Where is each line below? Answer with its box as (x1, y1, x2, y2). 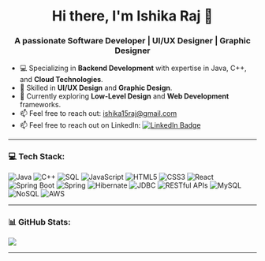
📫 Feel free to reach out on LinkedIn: (19, 121, 141, 130)
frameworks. (19, 100, 62, 110)
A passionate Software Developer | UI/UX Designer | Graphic (14, 35, 251, 47)
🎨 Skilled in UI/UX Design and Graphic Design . (19, 83, 173, 93)
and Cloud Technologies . (19, 75, 104, 84)
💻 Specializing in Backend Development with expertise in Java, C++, (19, 63, 247, 73)
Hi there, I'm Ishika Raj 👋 (51, 7, 214, 25)
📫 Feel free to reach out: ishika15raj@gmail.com (19, 109, 177, 118)
